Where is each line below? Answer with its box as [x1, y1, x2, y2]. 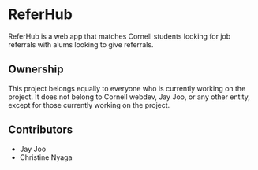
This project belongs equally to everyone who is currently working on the [8, 83, 246, 93]
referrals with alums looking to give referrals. [8, 39, 154, 49]
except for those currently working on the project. [8, 100, 170, 109]
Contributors [8, 124, 73, 137]
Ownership [8, 63, 64, 76]
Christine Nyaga [19, 152, 73, 162]
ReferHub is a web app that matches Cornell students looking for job [8, 31, 231, 41]
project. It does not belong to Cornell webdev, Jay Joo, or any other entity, [8, 92, 250, 102]
